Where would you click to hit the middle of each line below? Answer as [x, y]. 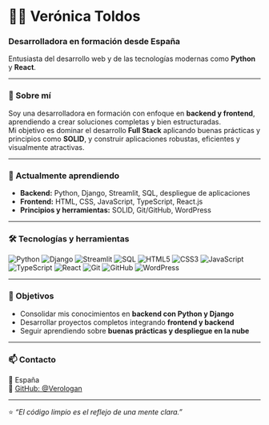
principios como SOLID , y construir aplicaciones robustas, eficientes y [124, 139]
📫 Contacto [32, 359]
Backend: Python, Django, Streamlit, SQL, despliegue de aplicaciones [135, 193]
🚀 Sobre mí [30, 95]
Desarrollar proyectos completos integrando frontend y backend [127, 322]
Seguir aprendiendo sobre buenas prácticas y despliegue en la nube [134, 330]
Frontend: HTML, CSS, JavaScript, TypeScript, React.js [111, 202]
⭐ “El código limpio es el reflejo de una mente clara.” [95, 411]
